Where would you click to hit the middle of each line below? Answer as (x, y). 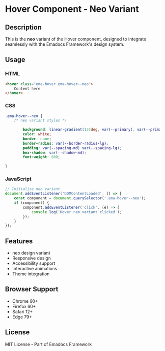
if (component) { (32, 203)
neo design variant (31, 253)
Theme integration (31, 274)
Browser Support (32, 289)
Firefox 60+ (24, 306)
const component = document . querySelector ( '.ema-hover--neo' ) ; (80, 198)
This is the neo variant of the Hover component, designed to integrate (76, 39)
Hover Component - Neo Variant (72, 9)
